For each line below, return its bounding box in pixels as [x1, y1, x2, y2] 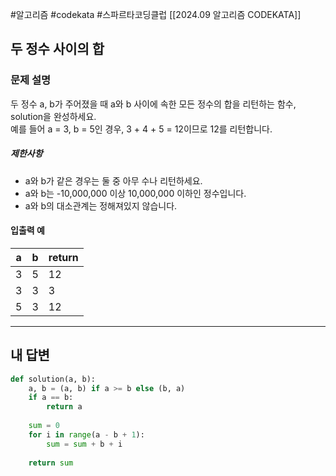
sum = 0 [28, 421, 60, 431]
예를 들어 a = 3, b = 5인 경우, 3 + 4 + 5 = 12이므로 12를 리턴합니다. [10, 123, 273, 135]
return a [46, 402, 83, 412]
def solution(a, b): [10, 374, 97, 384]
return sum [28, 458, 74, 468]
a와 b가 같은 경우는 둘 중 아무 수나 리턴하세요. [24, 174, 203, 187]
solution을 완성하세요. [10, 110, 97, 122]
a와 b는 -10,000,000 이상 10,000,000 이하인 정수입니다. [24, 187, 247, 199]
